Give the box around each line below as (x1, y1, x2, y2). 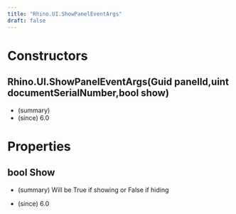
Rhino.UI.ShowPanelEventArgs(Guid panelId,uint (7, 76, 230, 88)
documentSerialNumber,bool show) (7, 87, 169, 100)
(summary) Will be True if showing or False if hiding (17, 186, 169, 194)
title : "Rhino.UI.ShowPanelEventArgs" (7, 10, 122, 18)
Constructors (7, 48, 88, 64)
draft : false (7, 17, 46, 24)
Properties (7, 138, 71, 154)
